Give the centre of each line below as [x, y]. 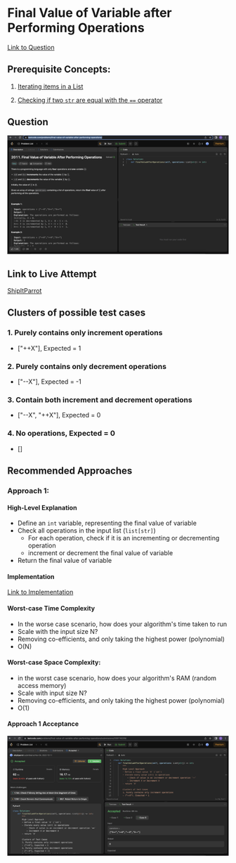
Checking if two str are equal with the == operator [90, 100]
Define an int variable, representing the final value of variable [107, 523]
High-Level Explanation [42, 507]
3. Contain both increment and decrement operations [100, 400]
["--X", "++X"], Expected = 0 [59, 415]
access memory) [42, 685]
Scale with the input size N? [58, 631]
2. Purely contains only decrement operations [87, 366]
